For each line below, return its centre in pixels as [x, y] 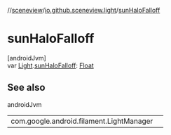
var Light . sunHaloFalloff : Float [51, 65]
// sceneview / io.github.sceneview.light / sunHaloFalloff [84, 10]
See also [26, 88]
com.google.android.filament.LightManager [82, 121]
